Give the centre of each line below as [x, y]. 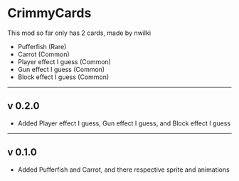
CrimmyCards [49, 13]
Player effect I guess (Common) [64, 61]
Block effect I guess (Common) [63, 77]
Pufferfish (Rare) [42, 46]
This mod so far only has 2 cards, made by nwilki [79, 33]
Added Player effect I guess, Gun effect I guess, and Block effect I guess [124, 123]
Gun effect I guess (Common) [61, 69]
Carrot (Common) [43, 54]
